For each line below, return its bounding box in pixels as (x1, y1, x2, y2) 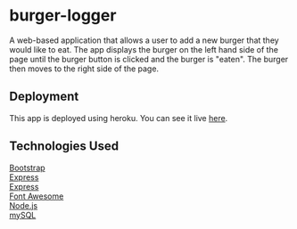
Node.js (9, 200, 38, 210)
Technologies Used (9, 139, 119, 154)
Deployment (9, 89, 79, 104)
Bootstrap (9, 162, 46, 173)
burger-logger (9, 5, 117, 26)
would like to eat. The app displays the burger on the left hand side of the (9, 44, 279, 54)
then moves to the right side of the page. (9, 63, 159, 74)
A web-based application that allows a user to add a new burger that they (9, 35, 279, 45)
